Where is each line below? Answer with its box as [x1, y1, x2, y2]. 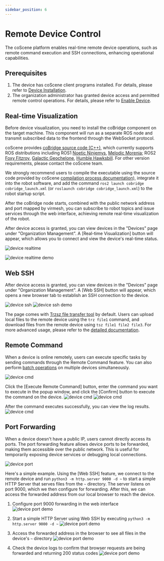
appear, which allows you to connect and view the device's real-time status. [5, 236, 158, 242]
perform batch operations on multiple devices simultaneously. [5, 365, 130, 370]
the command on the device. [5, 394, 63, 400]
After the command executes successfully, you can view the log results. [5, 403, 150, 409]
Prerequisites [5, 69, 47, 77]
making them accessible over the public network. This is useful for [5, 446, 140, 452]
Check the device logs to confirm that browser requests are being [12, 545, 145, 551]
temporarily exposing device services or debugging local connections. [5, 451, 147, 457]
